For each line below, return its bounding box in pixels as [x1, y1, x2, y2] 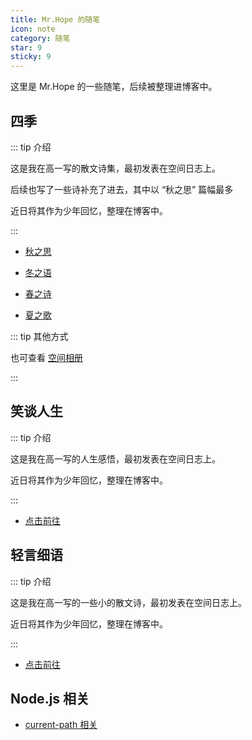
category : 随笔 [10, 33, 71, 43]
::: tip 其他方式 [10, 330, 69, 342]
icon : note [10, 24, 56, 34]
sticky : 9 [10, 52, 52, 62]
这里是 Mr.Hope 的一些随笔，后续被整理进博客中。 [10, 81, 218, 93]
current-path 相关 [24, 719, 98, 731]
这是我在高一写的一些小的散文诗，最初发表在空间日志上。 [10, 596, 247, 608]
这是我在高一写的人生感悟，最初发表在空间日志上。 [10, 452, 221, 465]
